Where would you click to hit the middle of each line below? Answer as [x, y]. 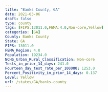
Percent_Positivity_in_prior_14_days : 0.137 [51, 73]
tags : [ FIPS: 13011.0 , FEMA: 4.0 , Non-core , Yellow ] [54, 28]
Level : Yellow [20, 77]
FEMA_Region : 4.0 [23, 50]
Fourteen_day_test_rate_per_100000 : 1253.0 [50, 69]
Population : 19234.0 [26, 55]
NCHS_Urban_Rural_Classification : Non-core [50, 59]
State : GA [15, 41]
